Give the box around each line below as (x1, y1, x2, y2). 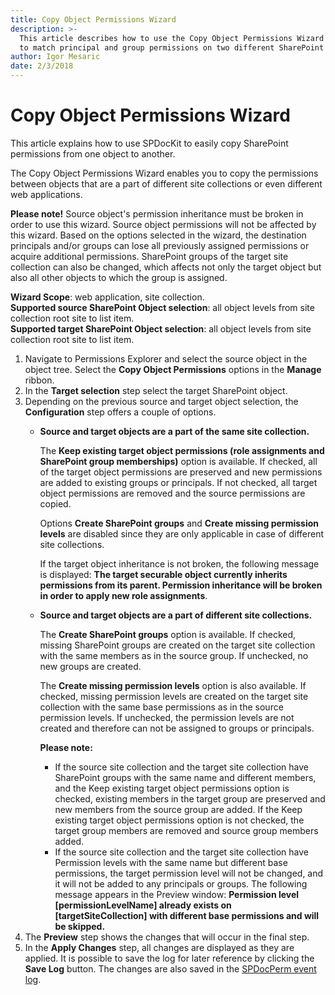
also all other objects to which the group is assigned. (10, 271, 228, 283)
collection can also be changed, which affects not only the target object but (10, 261, 322, 273)
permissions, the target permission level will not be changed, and (54, 867, 324, 879)
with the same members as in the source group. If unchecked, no (39, 649, 309, 661)
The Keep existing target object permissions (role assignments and (39, 444, 325, 456)
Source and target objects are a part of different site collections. (39, 609, 313, 621)
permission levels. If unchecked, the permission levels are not (39, 711, 295, 723)
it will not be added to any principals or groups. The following (54, 877, 308, 890)
